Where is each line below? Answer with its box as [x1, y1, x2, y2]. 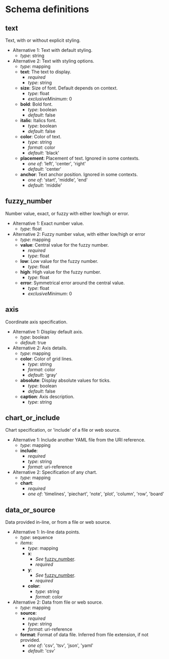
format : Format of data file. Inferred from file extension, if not [20, 632, 149, 638]
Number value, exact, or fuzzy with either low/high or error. [5, 210, 129, 217]
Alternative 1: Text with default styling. [12, 47, 93, 53]
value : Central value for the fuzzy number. [20, 242, 109, 248]
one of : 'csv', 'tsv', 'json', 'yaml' [27, 642, 94, 649]
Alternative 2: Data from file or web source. [12, 599, 103, 606]
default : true [20, 339, 47, 345]
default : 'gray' [27, 372, 57, 378]
